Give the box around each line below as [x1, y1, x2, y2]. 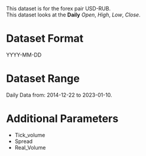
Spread [14, 138, 33, 145]
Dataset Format [6, 32, 84, 45]
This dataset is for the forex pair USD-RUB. [6, 5, 111, 12]
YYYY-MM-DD [6, 51, 42, 58]
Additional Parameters [6, 112, 119, 125]
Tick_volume [14, 131, 46, 138]
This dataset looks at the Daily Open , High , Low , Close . [6, 11, 141, 18]
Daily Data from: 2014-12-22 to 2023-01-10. [6, 91, 112, 98]
